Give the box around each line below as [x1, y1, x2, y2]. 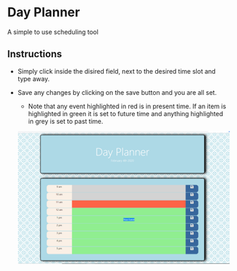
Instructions [7, 48, 62, 60]
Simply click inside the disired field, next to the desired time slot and [17, 67, 217, 75]
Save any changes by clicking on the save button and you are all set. [17, 88, 217, 96]
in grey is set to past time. [28, 117, 104, 125]
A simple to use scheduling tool [7, 28, 99, 36]
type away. [17, 74, 50, 83]
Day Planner [7, 4, 80, 21]
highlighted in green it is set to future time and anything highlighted [28, 109, 224, 117]
